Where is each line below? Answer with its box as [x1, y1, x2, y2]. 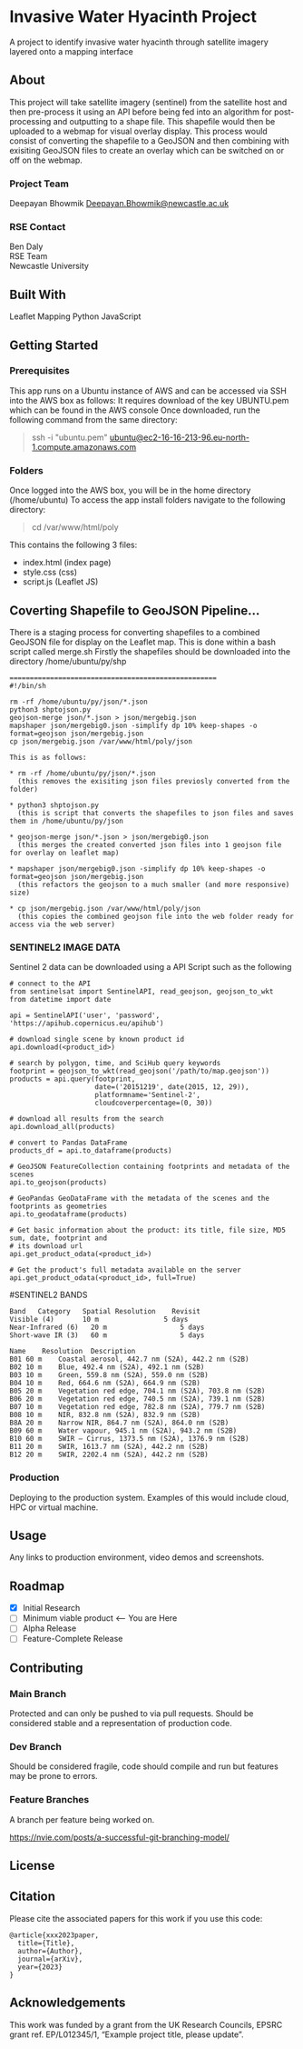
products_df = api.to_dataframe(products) [9, 1146, 172, 1155]
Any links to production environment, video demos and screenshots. [9, 1552, 265, 1563]
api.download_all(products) [9, 1123, 116, 1132]
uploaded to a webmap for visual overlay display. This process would [9, 125, 268, 136]
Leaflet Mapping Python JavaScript [9, 311, 142, 322]
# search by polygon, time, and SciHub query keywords [9, 1059, 221, 1068]
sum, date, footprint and [9, 1234, 107, 1243]
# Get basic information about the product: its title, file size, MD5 [9, 1225, 286, 1235]
